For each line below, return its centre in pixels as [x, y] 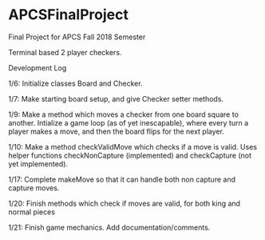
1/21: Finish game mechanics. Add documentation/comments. [109, 227]
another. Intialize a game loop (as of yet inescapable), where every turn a [129, 122]
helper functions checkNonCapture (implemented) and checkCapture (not [130, 155]
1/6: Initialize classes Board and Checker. [75, 83]
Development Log [38, 68]
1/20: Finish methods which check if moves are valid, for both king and [125, 203]
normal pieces [32, 212]
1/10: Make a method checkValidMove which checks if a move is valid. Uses [133, 146]
